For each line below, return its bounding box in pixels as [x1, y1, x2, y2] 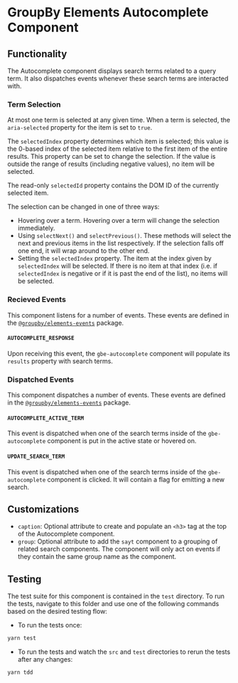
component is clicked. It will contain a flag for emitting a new [47, 475, 225, 484]
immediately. [17, 224, 55, 232]
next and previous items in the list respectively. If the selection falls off [17, 239, 224, 248]
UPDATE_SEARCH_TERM [7, 453, 65, 460]
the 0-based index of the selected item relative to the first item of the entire [7, 145, 228, 153]
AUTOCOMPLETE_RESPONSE [7, 335, 75, 342]
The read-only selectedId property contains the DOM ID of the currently [7, 181, 219, 189]
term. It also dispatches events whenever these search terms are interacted [7, 74, 229, 83]
